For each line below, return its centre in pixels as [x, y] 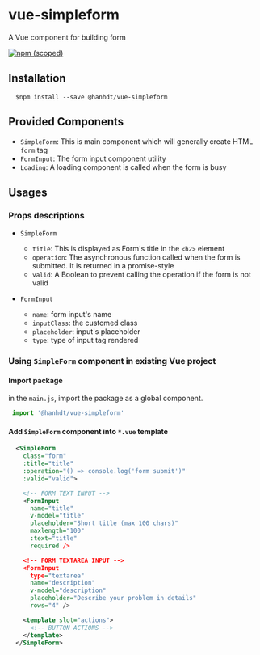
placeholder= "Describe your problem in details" [113, 598]
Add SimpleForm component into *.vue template [88, 431]
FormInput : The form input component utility [93, 158]
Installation [37, 78]
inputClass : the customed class [85, 323]
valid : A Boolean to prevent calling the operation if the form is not [142, 275]
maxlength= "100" [57, 531]
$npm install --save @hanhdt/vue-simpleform [92, 97]
